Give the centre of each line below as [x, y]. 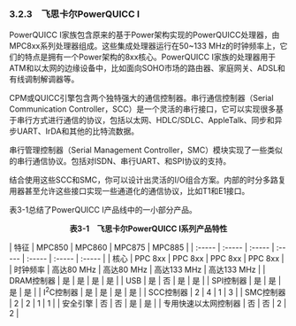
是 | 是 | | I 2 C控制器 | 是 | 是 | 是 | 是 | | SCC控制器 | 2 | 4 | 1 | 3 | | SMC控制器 [148, 291]
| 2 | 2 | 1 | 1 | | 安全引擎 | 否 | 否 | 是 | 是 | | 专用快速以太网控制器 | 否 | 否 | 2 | [148, 303]
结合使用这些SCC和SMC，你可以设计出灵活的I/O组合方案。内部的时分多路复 [148, 180]
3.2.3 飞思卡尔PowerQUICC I [74, 13]
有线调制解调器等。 [44, 79]
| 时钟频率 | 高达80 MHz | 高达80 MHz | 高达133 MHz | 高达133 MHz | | [137, 270]
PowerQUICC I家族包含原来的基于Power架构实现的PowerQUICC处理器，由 [144, 35]
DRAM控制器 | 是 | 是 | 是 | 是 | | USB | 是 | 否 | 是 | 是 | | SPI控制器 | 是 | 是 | [145, 281]
